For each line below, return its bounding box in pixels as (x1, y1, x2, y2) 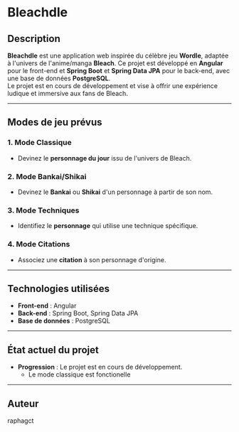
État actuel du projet (7, 344, 100, 356)
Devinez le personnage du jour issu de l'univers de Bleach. (17, 153, 192, 162)
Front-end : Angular (17, 301, 77, 310)
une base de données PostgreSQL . (7, 74, 111, 82)
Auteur (7, 397, 39, 409)
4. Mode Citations (7, 239, 70, 249)
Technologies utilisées (7, 282, 110, 295)
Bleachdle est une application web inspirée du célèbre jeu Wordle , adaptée (7, 51, 229, 60)
